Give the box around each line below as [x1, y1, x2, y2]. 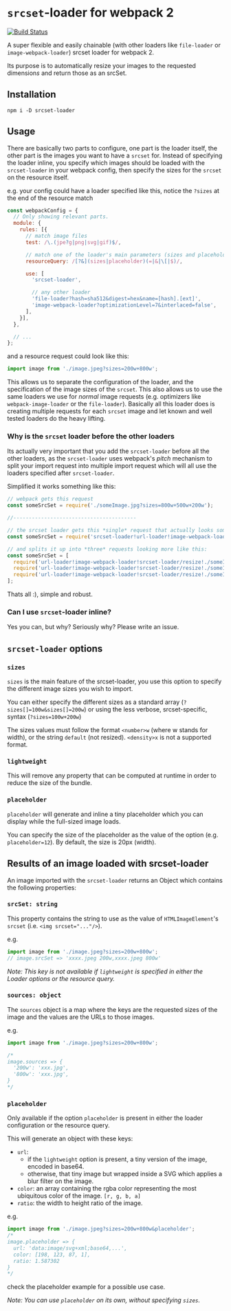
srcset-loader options [7, 643, 103, 654]
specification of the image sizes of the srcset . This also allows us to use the [7, 385, 223, 393]
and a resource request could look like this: [7, 352, 129, 360]
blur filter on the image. [27, 1177, 94, 1185]
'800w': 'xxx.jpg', [13, 1071, 69, 1078]
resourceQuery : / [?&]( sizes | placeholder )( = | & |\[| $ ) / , [25, 258, 184, 265]
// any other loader [32, 289, 91, 296]
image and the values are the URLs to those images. [7, 1013, 155, 1021]
